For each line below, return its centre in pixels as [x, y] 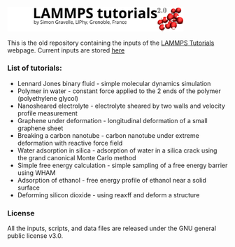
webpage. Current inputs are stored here [66, 50]
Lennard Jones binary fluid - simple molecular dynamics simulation [114, 83]
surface [28, 188]
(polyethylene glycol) [48, 98]
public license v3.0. [35, 236]
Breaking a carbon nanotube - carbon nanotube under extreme [108, 135]
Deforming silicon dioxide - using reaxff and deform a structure [108, 195]
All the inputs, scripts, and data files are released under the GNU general [112, 228]
